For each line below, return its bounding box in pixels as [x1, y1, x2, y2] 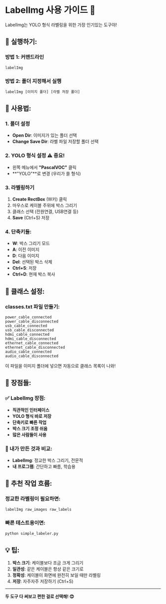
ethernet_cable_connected [5, 340, 58, 346]
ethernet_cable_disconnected [5, 345, 65, 350]
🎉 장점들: [5, 379, 31, 387]
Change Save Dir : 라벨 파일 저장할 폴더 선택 [12, 139, 99, 145]
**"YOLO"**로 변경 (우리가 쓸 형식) [12, 170, 81, 176]
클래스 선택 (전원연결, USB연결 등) [12, 208, 79, 214]
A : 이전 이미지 [12, 246, 40, 252]
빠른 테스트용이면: [5, 520, 45, 526]
